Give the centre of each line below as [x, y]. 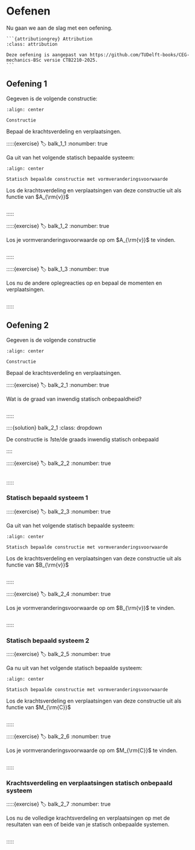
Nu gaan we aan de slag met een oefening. [59, 28]
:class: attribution [32, 44]
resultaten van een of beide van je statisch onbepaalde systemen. [88, 825]
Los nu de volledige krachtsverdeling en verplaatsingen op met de [88, 818]
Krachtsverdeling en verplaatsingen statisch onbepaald [89, 783]
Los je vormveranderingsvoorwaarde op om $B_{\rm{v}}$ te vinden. [91, 608]
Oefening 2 [28, 326]
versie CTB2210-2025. [71, 60]
